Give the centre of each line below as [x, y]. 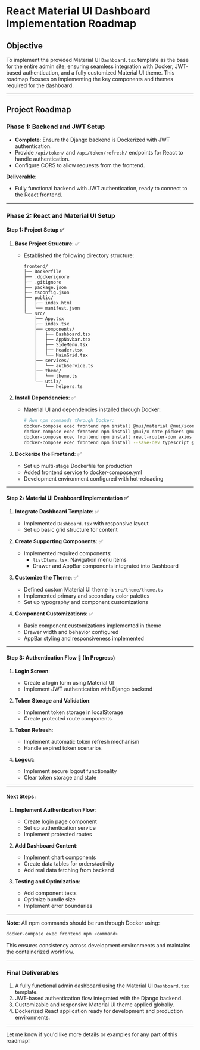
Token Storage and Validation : [53, 700]
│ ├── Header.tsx [59, 350]
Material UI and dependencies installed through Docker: [92, 409]
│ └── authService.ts [64, 365]
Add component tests [50, 893]
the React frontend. [38, 195]
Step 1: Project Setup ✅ [35, 230]
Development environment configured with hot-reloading [93, 479]
